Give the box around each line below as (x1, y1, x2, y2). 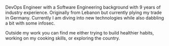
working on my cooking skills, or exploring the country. (5, 35, 120, 41)
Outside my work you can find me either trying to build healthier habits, (5, 30, 154, 35)
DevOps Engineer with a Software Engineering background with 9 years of (5, 4, 161, 10)
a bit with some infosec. (5, 20, 55, 26)
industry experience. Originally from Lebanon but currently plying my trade (5, 9, 162, 15)
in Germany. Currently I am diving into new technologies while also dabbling (5, 15, 164, 20)
